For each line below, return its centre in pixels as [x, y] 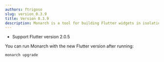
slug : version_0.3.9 [26, 14]
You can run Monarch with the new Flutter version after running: [70, 46]
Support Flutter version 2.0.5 [41, 37]
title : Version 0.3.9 [27, 18]
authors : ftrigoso [24, 9]
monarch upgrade [21, 55]
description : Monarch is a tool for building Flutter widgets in [73, 23]
